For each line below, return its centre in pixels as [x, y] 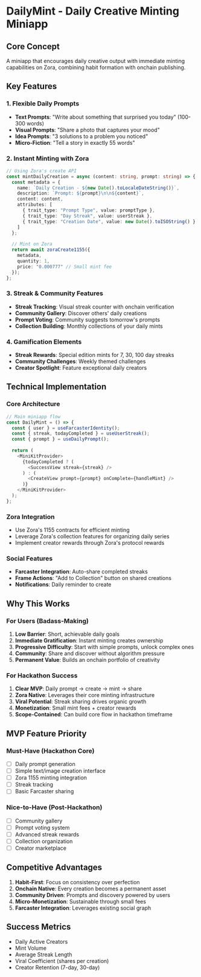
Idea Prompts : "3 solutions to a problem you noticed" [81, 136]
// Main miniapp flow [33, 416]
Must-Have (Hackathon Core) [50, 751]
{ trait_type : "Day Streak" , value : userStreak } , [87, 216]
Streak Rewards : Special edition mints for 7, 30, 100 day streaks [94, 355]
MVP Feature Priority [46, 734]
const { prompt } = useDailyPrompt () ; [61, 439]
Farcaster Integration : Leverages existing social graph [83, 908]
